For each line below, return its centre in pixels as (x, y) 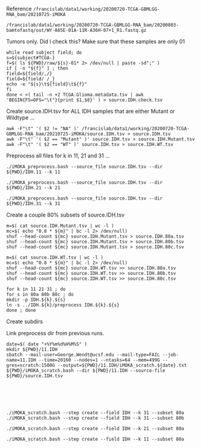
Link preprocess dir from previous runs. (55, 333)
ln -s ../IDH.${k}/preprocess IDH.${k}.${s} (63, 305)
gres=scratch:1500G (31, 365)
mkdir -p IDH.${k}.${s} (36, 300)
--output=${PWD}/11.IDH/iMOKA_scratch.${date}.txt (122, 365)
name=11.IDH (21, 360)
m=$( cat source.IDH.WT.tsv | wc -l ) (55, 257)
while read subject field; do (44, 52)
